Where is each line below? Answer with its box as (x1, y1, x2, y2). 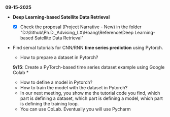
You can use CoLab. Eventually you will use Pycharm (20, 106, 131, 112)
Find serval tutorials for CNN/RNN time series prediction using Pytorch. (12, 45, 163, 51)
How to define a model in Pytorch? (20, 79, 93, 85)
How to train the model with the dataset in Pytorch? (20, 85, 128, 91)
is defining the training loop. (20, 101, 79, 107)
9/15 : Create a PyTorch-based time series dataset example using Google (12, 64, 165, 70)
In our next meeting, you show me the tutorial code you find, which (20, 90, 160, 96)
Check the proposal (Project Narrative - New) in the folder (20, 24, 142, 30)
